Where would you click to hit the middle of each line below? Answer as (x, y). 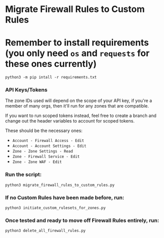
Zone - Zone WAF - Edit (37, 162)
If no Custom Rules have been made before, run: (65, 197)
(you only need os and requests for (77, 53)
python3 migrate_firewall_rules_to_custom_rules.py (60, 185)
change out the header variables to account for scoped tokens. (70, 121)
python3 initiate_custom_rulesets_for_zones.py (56, 208)
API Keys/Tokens (26, 90)
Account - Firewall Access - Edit (48, 141)
